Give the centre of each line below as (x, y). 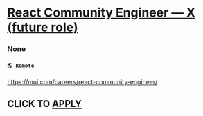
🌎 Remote (21, 66)
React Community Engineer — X (101, 13)
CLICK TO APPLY (44, 104)
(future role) (43, 27)
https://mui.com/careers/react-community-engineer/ (82, 82)
